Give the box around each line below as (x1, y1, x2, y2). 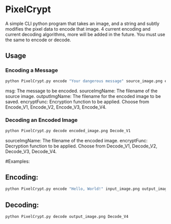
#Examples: (5, 158, 30, 164)
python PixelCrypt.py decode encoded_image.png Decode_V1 (5, 128, 131, 133)
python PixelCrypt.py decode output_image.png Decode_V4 (5, 214, 129, 219)
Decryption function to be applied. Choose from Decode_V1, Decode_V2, (5, 143, 158, 149)
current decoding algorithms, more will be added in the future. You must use (5, 31, 165, 37)
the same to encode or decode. (5, 37, 71, 43)
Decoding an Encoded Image (5, 116, 78, 123)
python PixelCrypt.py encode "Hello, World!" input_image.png (5, 186, 140, 192)
